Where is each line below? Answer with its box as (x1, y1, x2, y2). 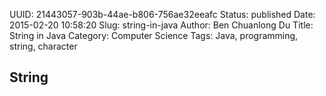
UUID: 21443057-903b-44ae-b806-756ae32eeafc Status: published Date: (9, 9, 316, 20)
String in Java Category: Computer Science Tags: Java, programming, (9, 30, 299, 41)
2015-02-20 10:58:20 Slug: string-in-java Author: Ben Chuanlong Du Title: (9, 19, 314, 31)
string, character (9, 40, 78, 52)
